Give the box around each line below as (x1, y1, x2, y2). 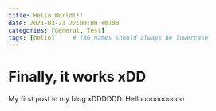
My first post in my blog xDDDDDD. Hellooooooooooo (8, 94, 185, 104)
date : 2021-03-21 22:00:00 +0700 (8, 19, 120, 27)
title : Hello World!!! (8, 11, 84, 20)
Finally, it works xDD (8, 68, 147, 86)
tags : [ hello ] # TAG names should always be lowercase (8, 33, 209, 42)
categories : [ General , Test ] (8, 26, 105, 34)
